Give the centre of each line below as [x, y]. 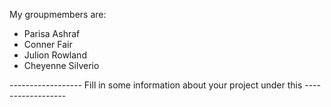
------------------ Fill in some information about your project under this [156, 85]
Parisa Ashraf [52, 33]
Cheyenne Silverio [61, 65]
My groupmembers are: [58, 14]
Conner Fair [48, 44]
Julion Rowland [55, 55]
